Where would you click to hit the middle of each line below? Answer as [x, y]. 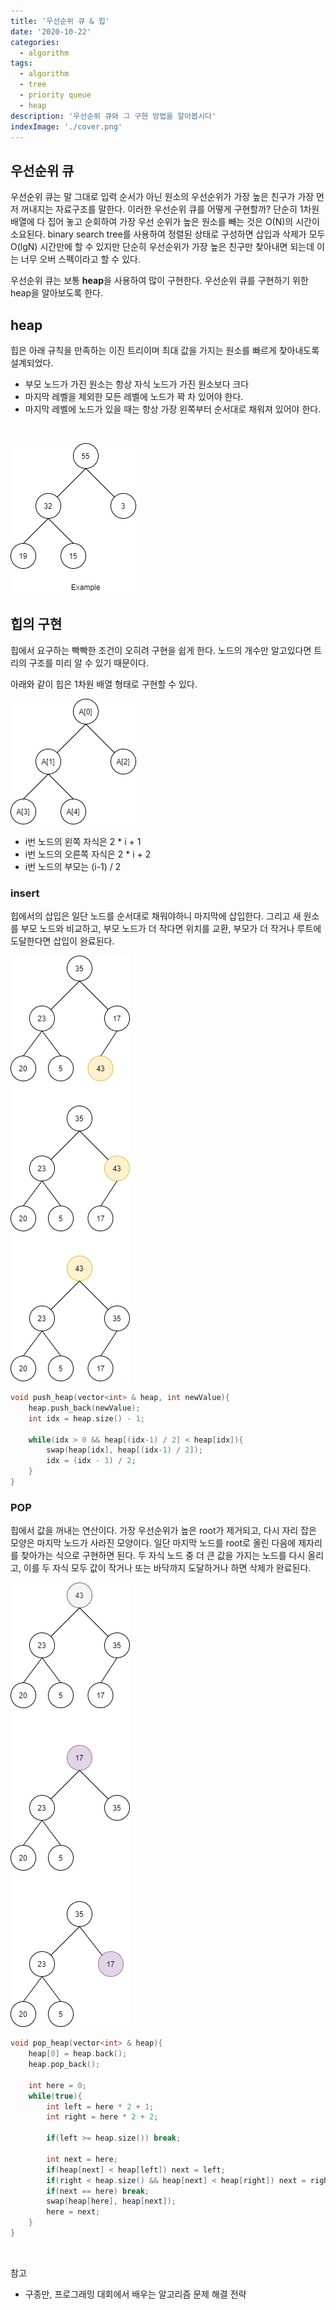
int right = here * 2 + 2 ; [102, 2117]
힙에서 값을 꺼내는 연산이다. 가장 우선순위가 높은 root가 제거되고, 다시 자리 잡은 [163, 1531]
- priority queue [55, 95]
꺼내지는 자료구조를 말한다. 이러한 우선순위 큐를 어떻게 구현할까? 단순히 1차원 [170, 209]
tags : [21, 63]
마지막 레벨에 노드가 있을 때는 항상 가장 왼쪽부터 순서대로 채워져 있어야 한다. [173, 409]
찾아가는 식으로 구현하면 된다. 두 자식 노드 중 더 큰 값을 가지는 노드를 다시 [163, 1556]
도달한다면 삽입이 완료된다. [62, 941]
